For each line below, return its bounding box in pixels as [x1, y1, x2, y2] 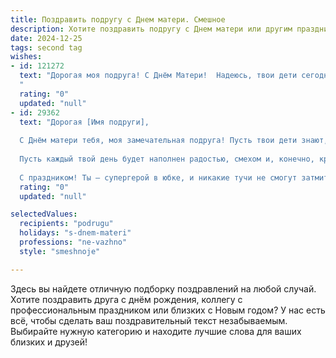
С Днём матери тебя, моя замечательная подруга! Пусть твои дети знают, [19, 136, 329, 146]
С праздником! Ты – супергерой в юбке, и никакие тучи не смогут [19, 172, 298, 183]
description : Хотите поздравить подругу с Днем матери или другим [10, 24, 293, 34]
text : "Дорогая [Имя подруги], [19, 117, 150, 127]
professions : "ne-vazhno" [19, 237, 128, 247]
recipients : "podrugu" [19, 219, 114, 229]
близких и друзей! [10, 336, 88, 348]
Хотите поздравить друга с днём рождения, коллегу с [10, 293, 243, 305]
